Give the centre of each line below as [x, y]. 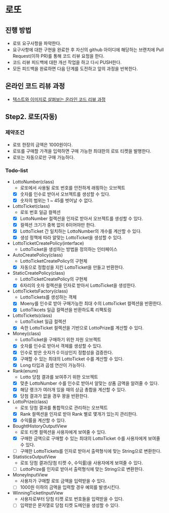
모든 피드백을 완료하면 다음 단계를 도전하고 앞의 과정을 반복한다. [75, 69]
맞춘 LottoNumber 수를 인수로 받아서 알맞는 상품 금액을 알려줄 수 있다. [89, 383]
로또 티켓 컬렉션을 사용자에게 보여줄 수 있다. [63, 432]
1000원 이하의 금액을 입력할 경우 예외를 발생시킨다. [70, 487]
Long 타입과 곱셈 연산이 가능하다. [53, 365]
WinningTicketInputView [38, 493]
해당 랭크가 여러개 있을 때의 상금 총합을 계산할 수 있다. [73, 389]
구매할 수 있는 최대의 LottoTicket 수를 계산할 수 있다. [72, 359]
